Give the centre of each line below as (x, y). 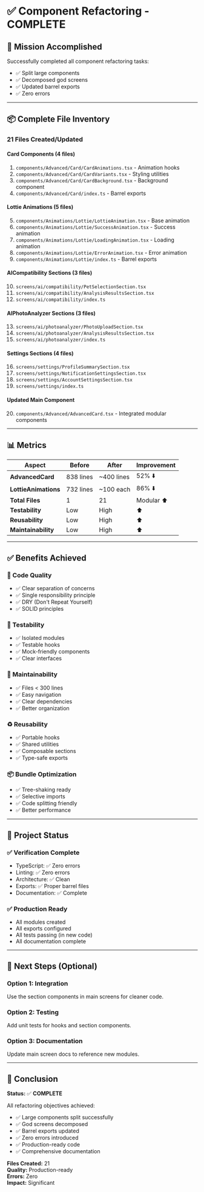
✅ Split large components (48, 73)
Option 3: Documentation (45, 1041)
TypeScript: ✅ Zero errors (48, 865)
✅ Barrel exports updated (47, 1131)
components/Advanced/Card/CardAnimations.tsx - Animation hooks (98, 167)
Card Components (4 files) (41, 154)
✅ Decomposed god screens (52, 80)
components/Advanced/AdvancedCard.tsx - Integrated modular (91, 413)
